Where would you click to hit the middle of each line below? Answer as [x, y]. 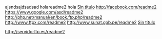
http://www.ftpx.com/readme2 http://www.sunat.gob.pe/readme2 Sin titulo [80, 22]
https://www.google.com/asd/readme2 [44, 12]
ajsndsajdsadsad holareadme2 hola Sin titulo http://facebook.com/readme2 [81, 7]
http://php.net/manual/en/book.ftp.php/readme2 [54, 17]
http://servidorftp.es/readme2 [35, 32]
